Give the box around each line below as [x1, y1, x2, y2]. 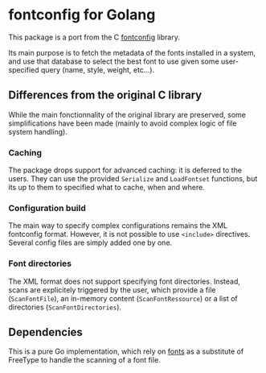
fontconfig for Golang [8, 6, 156, 24]
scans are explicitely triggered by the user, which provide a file [8, 284, 216, 295]
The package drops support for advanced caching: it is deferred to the [8, 165, 243, 175]
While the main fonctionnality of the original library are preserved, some [8, 110, 247, 119]
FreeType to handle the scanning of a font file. [8, 355, 161, 365]
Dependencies [8, 325, 83, 339]
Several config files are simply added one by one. [8, 238, 173, 247]
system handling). [8, 126, 68, 136]
